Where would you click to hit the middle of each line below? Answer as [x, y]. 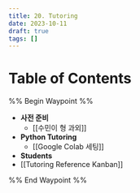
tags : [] [23, 39]
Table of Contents [70, 79]
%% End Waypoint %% [48, 180]
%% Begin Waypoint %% [51, 101]
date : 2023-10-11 [38, 24]
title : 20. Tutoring [44, 16]
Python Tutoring [48, 137]
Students [36, 156]
